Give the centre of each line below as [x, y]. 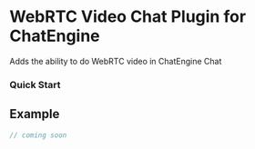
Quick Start [35, 84]
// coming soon [38, 135]
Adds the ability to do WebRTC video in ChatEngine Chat [116, 61]
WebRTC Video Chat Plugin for [128, 17]
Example [35, 114]
